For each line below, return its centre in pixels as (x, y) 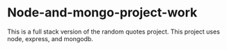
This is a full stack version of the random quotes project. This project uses (114, 32)
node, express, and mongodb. (50, 38)
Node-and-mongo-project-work (102, 13)
